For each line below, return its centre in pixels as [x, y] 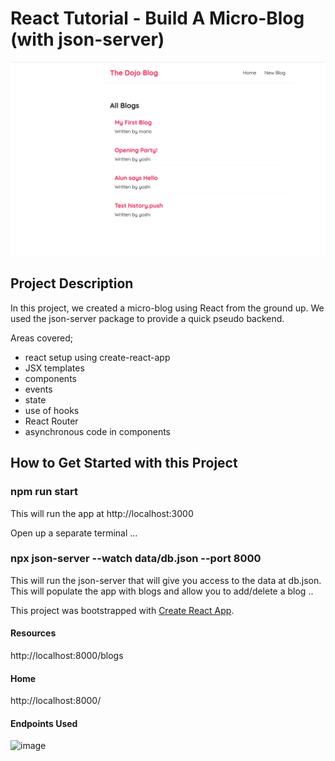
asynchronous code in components [97, 431]
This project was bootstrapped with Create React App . [122, 610]
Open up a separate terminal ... [74, 533]
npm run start [44, 492]
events [38, 389]
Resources [33, 633]
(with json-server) [87, 39]
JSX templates [54, 368]
